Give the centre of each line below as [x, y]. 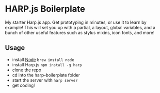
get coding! [24, 85]
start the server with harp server [45, 80]
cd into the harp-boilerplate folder [46, 75]
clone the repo [27, 70]
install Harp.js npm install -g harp [47, 64]
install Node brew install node [43, 60]
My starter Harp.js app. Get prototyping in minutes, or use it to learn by [76, 22]
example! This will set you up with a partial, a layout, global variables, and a [80, 27]
